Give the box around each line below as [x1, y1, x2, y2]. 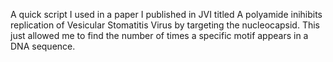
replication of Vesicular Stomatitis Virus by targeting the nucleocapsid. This [10, 19, 321, 31]
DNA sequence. [10, 40, 76, 52]
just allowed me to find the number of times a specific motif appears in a [10, 30, 309, 41]
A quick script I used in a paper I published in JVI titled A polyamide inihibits [10, 9, 323, 20]
